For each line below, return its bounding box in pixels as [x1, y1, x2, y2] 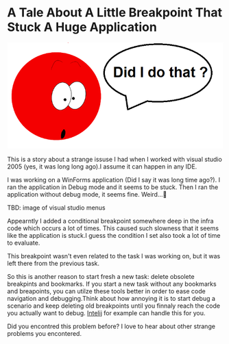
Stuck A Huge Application [7, 19, 158, 35]
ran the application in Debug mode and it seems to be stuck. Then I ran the [7, 183, 219, 191]
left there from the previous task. [7, 259, 100, 267]
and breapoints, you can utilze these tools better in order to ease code [7, 286, 206, 295]
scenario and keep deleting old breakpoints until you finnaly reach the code [7, 302, 221, 310]
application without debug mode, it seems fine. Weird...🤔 [7, 190, 167, 198]
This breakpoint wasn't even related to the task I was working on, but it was [7, 251, 221, 260]
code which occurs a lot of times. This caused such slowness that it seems [7, 224, 219, 232]
